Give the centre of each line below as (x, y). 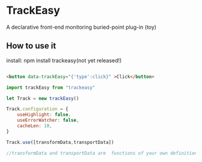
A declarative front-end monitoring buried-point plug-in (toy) (81, 27)
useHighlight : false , (44, 115)
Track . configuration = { (37, 109)
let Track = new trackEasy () (43, 98)
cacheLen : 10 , (35, 126)
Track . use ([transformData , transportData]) (60, 142)
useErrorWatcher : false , (48, 121)
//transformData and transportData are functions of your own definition (102, 153)
